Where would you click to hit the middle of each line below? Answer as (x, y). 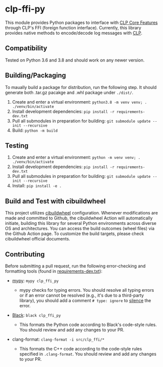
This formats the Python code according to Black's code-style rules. (88, 324)
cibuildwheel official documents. (38, 239)
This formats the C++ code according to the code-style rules (81, 349)
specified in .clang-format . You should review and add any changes (88, 354)
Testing (17, 145)
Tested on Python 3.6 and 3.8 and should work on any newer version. (75, 60)
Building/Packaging (36, 76)
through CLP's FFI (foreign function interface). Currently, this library (73, 27)
